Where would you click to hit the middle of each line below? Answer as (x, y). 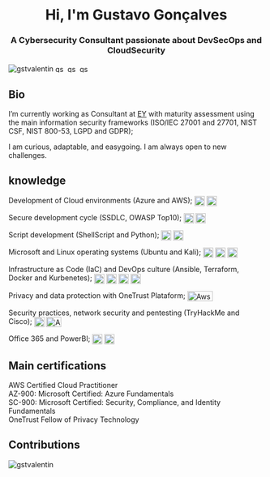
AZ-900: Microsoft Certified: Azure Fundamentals (91, 394)
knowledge (37, 181)
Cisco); (20, 321)
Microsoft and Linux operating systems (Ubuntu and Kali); (105, 252)
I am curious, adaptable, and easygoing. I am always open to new (118, 147)
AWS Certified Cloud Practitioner (63, 385)
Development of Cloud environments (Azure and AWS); (101, 200)
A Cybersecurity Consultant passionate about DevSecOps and (136, 40)
